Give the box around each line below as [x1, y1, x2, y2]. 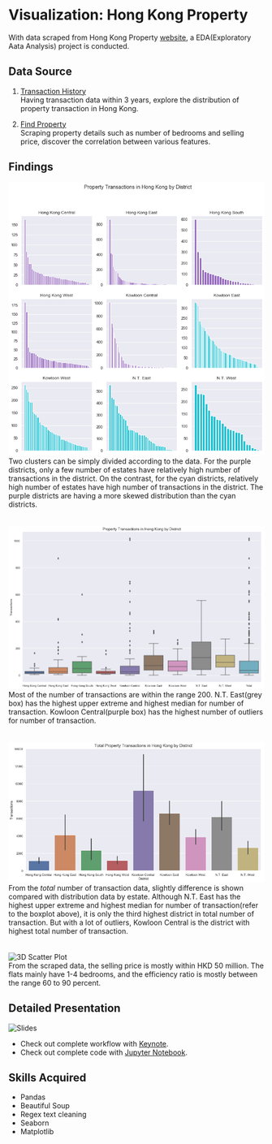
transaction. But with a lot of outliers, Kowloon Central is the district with [8, 917, 250, 927]
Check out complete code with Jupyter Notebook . [19, 1047, 188, 1057]
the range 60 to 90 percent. [8, 978, 101, 987]
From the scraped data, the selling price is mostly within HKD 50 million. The [8, 961, 264, 970]
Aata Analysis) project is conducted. [8, 41, 130, 50]
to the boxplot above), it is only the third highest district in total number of [8, 909, 254, 918]
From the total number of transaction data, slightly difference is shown [8, 883, 244, 892]
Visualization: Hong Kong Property [8, 6, 248, 24]
